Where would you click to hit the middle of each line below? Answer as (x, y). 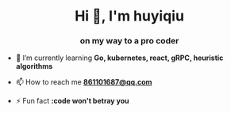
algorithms (34, 66)
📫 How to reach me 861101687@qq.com (84, 82)
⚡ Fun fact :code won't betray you (72, 101)
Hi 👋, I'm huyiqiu (129, 16)
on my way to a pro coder (129, 41)
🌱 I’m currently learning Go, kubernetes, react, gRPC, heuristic (119, 58)
